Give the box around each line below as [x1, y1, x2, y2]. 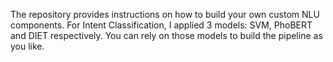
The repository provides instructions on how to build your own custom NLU [10, 9, 320, 20]
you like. [10, 40, 45, 52]
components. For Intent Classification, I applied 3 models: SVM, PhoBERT [10, 19, 313, 31]
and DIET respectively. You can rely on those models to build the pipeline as [10, 30, 323, 41]
